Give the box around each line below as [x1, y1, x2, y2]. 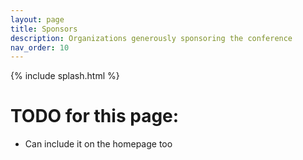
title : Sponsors [10, 24, 78, 34]
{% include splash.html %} [10, 70, 120, 82]
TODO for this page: [10, 105, 180, 128]
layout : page [10, 14, 65, 25]
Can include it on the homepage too [24, 138, 173, 150]
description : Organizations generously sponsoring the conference [10, 33, 293, 43]
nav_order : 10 [10, 42, 70, 53]
